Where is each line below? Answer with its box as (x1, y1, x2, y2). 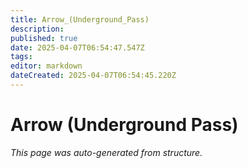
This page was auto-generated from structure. (10, 146, 203, 158)
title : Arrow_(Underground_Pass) (10, 14, 150, 25)
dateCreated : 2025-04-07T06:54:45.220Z (10, 71, 177, 81)
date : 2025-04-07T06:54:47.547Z (10, 42, 145, 53)
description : (10, 24, 65, 34)
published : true (10, 33, 78, 43)
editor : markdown (10, 61, 83, 71)
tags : (10, 52, 33, 62)
